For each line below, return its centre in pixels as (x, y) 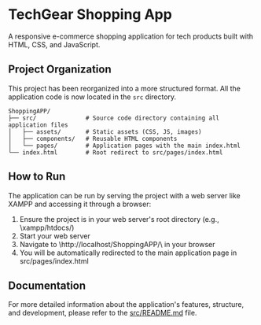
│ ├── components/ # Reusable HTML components (93, 138)
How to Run (37, 177)
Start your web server (55, 236)
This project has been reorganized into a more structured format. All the (125, 88)
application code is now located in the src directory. (92, 97)
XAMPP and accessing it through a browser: (80, 204)
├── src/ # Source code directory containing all (114, 118)
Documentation (47, 285)
